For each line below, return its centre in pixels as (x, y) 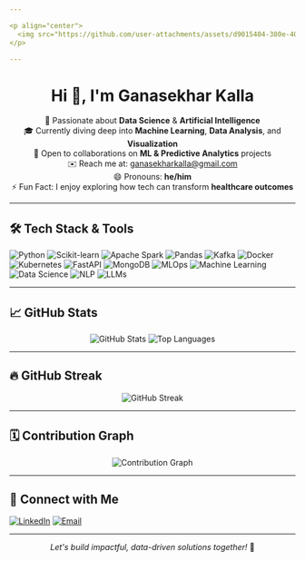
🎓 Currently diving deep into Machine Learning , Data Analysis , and (152, 131)
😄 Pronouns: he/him (152, 177)
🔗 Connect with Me (64, 499)
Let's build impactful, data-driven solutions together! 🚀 (152, 547)
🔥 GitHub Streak (56, 376)
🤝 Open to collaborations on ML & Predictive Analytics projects (152, 153)
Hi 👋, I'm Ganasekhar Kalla (152, 95)
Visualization (152, 144)
